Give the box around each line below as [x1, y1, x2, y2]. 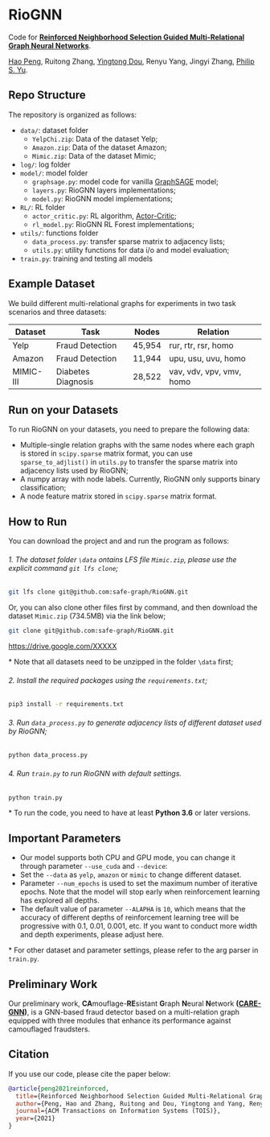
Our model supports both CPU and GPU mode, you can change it [19, 853, 235, 862]
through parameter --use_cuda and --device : [19, 862, 168, 871]
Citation [8, 1048, 50, 1061]
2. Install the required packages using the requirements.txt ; [8, 675, 208, 685]
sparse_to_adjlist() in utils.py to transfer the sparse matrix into [19, 457, 239, 467]
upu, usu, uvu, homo [169, 353, 247, 364]
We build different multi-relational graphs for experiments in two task [8, 298, 236, 308]
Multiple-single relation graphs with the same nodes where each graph [19, 440, 255, 450]
